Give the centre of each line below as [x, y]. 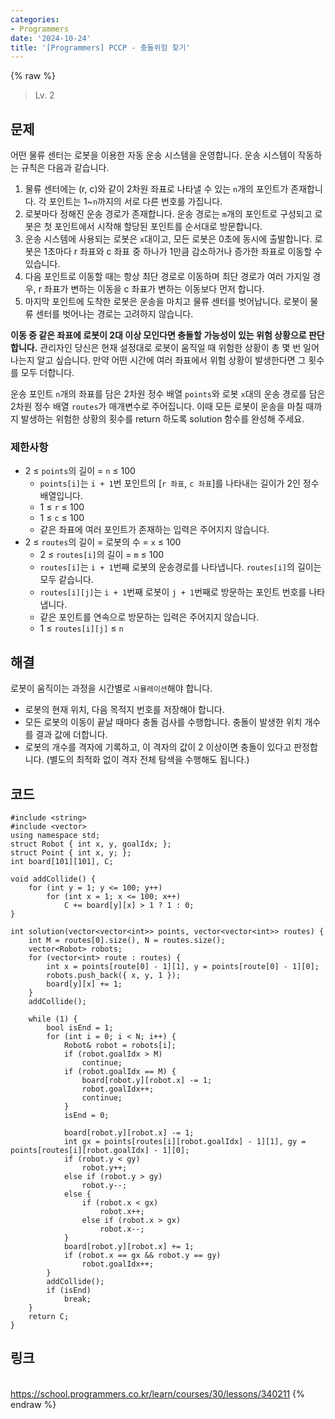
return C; [49, 1316]
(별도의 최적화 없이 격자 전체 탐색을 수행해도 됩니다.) [148, 760]
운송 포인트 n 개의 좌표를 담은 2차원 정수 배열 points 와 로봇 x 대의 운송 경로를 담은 [168, 394]
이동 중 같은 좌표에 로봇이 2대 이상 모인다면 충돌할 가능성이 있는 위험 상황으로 [158, 335]
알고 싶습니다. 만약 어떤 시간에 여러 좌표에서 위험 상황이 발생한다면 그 [171, 360]
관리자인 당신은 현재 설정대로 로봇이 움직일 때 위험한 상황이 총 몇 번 [170, 348]
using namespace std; [55, 835]
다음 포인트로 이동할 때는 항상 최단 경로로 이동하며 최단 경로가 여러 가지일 [167, 277]
